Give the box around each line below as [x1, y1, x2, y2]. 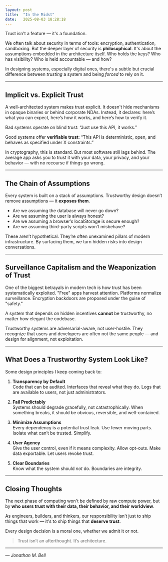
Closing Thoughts [5, 485, 62, 493]
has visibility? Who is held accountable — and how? [5, 56, 112, 62]
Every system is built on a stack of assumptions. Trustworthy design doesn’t [5, 193, 162, 199]
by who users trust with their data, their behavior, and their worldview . [5, 503, 155, 509]
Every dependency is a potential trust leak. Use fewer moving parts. [12, 424, 152, 430]
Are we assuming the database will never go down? [12, 208, 119, 214]
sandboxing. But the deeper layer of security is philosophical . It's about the [5, 46, 161, 52]
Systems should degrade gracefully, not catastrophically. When [12, 404, 143, 410]
